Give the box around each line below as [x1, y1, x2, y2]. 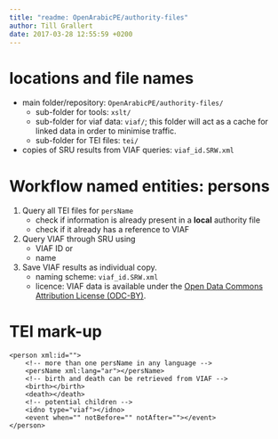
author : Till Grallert [9, 21, 93, 30]
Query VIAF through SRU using [21, 233, 136, 245]
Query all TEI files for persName [21, 206, 134, 216]
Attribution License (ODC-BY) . [35, 290, 147, 301]
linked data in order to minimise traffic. [35, 126, 177, 136]
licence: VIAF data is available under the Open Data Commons [35, 281, 264, 292]
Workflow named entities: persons [9, 175, 270, 196]
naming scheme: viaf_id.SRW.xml [35, 272, 158, 282]
